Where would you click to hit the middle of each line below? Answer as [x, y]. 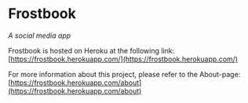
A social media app [40, 35]
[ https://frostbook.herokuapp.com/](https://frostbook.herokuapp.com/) [123, 59]
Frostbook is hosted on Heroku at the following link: [91, 50]
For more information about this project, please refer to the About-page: [124, 74]
